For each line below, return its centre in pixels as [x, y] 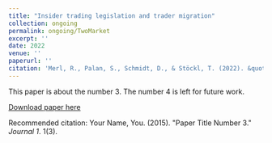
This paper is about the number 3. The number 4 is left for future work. [127, 91]
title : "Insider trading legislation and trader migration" [112, 16]
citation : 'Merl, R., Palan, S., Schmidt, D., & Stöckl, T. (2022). [126, 69]
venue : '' [25, 53]
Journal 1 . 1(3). [33, 131]
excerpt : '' [28, 38]
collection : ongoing [43, 23]
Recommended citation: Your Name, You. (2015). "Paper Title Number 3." [130, 123]
